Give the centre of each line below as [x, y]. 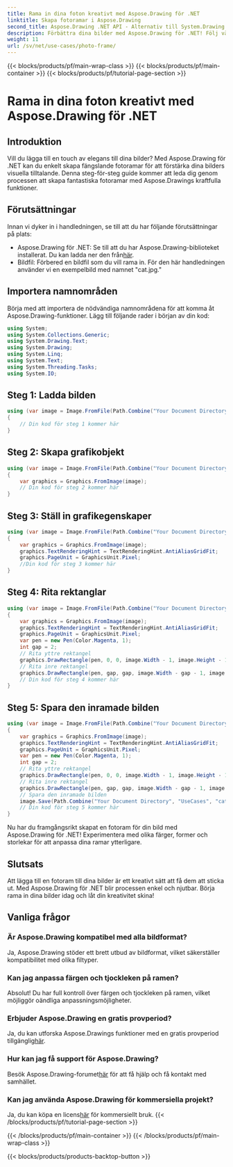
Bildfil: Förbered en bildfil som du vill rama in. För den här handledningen [121, 262]
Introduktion [35, 142]
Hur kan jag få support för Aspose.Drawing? [83, 1059]
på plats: [20, 234]
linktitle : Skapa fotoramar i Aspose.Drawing [74, 20]
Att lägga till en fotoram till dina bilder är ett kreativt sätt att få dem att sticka [115, 881]
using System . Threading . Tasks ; [52, 367]
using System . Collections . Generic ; [59, 335]
